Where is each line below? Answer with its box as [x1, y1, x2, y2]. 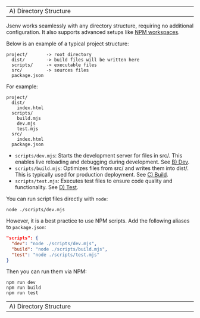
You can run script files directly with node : [6, 195, 108, 202]
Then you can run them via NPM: [6, 268, 87, 275]
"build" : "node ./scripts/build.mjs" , [11, 246, 108, 252]
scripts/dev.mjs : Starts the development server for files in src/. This [14, 152, 183, 159]
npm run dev [6, 280, 36, 286]
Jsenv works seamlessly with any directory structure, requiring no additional [6, 22, 194, 29]
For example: [6, 83, 39, 90]
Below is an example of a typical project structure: [6, 40, 129, 47]
